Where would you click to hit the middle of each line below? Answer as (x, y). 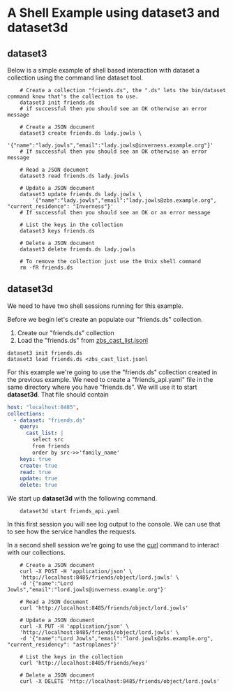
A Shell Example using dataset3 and (114, 13)
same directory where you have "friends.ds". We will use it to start (102, 387)
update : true (39, 479)
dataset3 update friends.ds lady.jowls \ (81, 194)
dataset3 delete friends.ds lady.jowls (78, 249)
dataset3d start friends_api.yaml (70, 511)
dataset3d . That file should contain (58, 394)
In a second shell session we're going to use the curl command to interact (113, 545)
